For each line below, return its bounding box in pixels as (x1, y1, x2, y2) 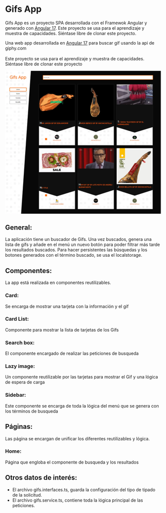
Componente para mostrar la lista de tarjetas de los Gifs (5, 326, 119, 332)
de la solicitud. (12, 492, 42, 498)
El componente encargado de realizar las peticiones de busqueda (5, 350, 139, 357)
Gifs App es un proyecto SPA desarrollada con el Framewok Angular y (5, 20, 147, 26)
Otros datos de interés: (5, 473, 78, 482)
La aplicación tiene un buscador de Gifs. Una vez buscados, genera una (5, 236, 152, 242)
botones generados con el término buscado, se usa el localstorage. (5, 252, 142, 258)
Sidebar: (5, 392, 26, 399)
